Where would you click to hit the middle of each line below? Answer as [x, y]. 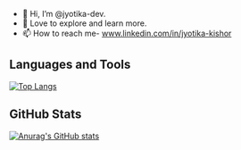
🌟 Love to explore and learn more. [84, 23]
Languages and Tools [70, 65]
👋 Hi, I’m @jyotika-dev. [64, 14]
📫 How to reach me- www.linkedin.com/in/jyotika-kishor [127, 33]
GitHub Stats [46, 115]
